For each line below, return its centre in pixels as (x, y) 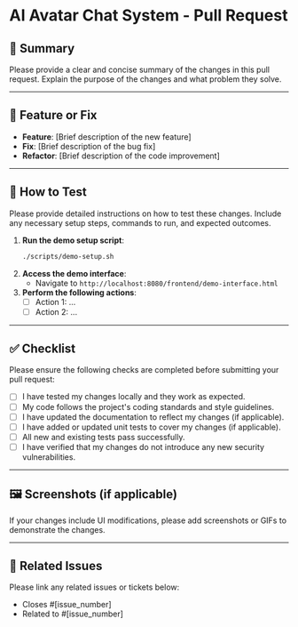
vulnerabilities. (49, 457)
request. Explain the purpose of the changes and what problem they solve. (145, 79)
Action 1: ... (55, 301)
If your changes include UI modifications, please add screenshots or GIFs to (148, 520)
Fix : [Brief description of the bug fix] (89, 146)
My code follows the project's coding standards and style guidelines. (148, 406)
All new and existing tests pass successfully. (103, 437)
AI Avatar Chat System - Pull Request (149, 16)
